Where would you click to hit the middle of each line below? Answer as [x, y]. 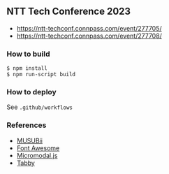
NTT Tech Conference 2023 [68, 12]
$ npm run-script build [41, 75]
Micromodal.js [37, 155]
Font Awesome [38, 148]
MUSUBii [30, 140]
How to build [28, 54]
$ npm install [27, 68]
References [27, 125]
